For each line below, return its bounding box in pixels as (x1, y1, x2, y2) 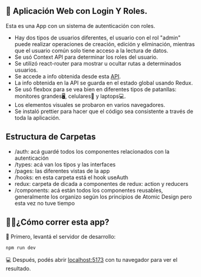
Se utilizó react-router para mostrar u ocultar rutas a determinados (14, 60, 182, 67)
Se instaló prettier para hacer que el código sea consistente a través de (14, 108, 194, 115)
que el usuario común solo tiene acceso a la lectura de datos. (14, 47, 168, 54)
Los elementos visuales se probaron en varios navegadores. (14, 101, 165, 108)
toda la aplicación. (14, 114, 61, 121)
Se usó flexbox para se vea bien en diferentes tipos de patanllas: (14, 86, 177, 93)
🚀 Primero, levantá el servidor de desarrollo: (5, 233, 116, 241)
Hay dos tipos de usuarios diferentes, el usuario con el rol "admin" (14, 34, 181, 41)
